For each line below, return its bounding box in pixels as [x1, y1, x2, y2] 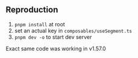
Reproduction [5, 5, 59, 15]
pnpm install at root [14, 20, 65, 28]
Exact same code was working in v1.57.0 [5, 45, 107, 52]
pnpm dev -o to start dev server [14, 33, 92, 41]
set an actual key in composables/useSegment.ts [14, 27, 133, 34]
